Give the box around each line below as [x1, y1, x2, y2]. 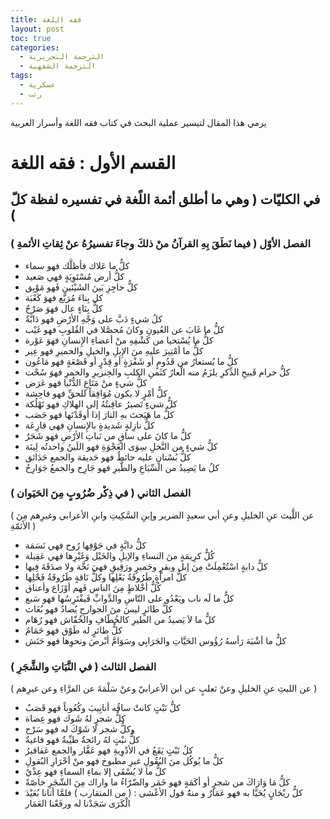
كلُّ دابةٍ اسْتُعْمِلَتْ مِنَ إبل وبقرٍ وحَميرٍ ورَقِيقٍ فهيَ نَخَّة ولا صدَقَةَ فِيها [24, 560, 268, 572]
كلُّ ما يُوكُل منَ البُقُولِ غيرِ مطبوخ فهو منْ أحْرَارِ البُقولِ [24, 755, 224, 767]
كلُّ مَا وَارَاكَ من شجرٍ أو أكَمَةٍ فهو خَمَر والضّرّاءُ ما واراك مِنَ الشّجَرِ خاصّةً [24, 776, 290, 788]
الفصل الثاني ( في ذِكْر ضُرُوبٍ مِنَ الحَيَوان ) [10, 486, 192, 500]
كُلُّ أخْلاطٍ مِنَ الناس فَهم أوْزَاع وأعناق [24, 581, 162, 593]
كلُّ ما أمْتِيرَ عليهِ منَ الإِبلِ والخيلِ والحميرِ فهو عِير [24, 344, 204, 356]
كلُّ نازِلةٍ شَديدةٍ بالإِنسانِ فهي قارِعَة [24, 419, 155, 431]
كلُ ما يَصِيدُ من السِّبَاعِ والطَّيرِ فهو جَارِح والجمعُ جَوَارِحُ [24, 461, 220, 473]
